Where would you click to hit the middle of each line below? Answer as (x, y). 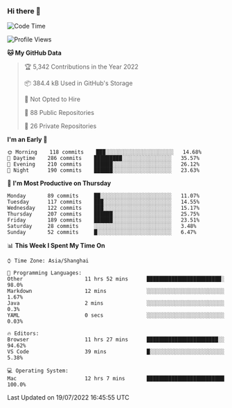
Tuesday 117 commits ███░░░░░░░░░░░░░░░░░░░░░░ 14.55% (103, 202)
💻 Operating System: (38, 371)
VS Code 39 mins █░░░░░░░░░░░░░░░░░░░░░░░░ (116, 352)
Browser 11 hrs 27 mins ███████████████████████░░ (116, 340)
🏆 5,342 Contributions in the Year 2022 (81, 67)
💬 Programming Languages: (44, 273)
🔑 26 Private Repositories (60, 126)
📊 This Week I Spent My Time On (56, 246)
